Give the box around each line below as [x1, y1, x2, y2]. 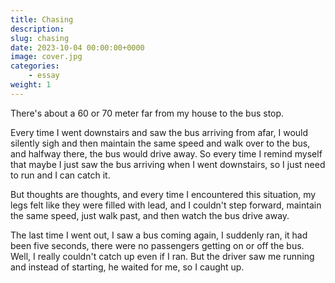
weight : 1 [10, 80, 52, 90]
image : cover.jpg [10, 52, 83, 62]
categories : [10, 61, 60, 71]
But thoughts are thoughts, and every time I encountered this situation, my [10, 188, 317, 200]
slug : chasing [10, 33, 70, 43]
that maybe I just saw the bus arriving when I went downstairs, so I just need [10, 158, 326, 170]
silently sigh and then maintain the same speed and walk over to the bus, [10, 137, 311, 149]
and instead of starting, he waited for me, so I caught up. [10, 261, 245, 273]
